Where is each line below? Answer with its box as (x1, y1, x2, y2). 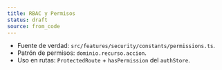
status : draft (7, 16, 48, 23)
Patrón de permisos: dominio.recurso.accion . (17, 49, 147, 57)
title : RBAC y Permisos (7, 10, 76, 17)
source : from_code (7, 23, 60, 30)
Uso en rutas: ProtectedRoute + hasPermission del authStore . (17, 56, 190, 65)
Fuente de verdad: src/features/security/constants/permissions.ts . (17, 42, 216, 50)
